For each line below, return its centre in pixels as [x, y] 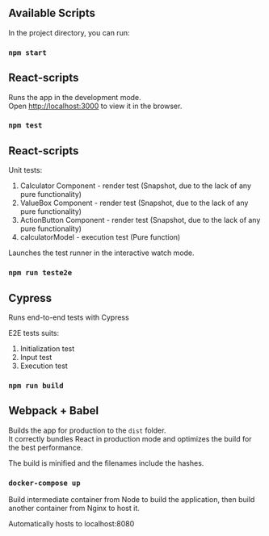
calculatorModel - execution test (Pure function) [100, 237]
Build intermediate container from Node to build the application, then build [132, 500]
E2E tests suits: [34, 333]
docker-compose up [44, 483]
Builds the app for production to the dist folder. [87, 430]
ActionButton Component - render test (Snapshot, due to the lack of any [140, 220]
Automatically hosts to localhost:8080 [71, 524]
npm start [27, 52]
